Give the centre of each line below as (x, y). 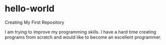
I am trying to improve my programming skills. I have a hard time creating (80, 32)
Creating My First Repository (35, 22)
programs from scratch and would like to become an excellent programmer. (83, 37)
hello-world (30, 9)
